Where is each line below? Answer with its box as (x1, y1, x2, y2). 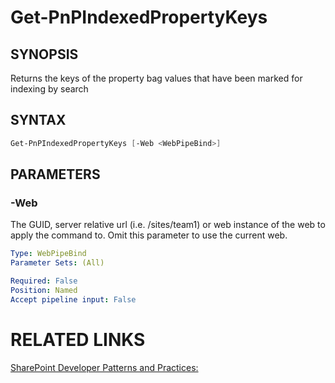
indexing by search (10, 83, 89, 95)
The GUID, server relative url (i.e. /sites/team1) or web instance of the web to (10, 219, 326, 231)
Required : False (10, 276, 78, 286)
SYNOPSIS (10, 46, 79, 63)
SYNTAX (10, 112, 67, 129)
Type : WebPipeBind (10, 249, 87, 259)
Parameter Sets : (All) (10, 258, 105, 268)
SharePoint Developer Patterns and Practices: (10, 361, 199, 373)
